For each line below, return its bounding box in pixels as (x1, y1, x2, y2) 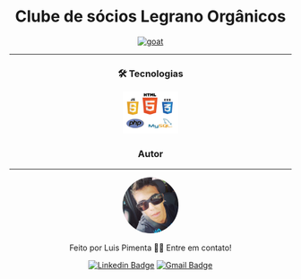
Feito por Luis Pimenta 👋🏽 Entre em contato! (69, 242, 232, 253)
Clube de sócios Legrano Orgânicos (14, 6, 287, 27)
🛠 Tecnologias (117, 67, 184, 80)
